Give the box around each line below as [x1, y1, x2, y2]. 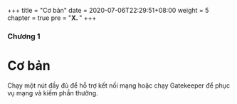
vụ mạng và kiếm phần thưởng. [7, 88, 98, 97]
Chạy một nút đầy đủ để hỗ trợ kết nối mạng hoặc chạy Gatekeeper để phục [7, 81, 230, 90]
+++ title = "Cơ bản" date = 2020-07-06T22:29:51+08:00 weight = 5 [7, 6, 209, 14]
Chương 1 [7, 31, 41, 41]
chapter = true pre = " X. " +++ [7, 14, 97, 22]
